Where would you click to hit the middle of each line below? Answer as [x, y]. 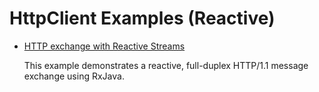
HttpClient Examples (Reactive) [142, 18]
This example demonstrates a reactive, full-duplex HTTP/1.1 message [166, 65]
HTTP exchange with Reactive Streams [104, 46]
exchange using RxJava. [74, 76]
